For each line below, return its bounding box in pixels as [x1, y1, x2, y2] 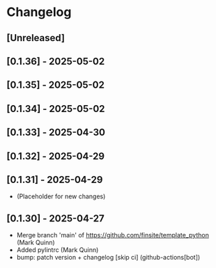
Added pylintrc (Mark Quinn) [16, 246, 99, 254]
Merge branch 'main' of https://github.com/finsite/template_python [16, 231, 210, 239]
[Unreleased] [6, 32, 65, 44]
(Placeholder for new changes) [16, 192, 106, 200]
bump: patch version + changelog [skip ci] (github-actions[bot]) [16, 253, 201, 262]
